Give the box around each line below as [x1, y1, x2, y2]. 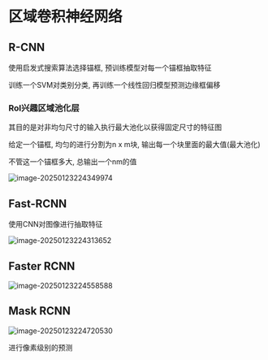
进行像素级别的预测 [8, 342, 73, 352]
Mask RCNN [8, 304, 71, 318]
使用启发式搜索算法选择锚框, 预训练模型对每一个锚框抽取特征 [8, 63, 212, 72]
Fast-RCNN [8, 197, 67, 210]
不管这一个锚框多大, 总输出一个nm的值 [8, 157, 137, 167]
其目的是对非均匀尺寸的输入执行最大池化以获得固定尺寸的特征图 [8, 123, 222, 132]
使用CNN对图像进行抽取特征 [8, 219, 103, 229]
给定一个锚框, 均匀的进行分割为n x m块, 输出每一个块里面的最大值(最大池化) [8, 140, 262, 150]
